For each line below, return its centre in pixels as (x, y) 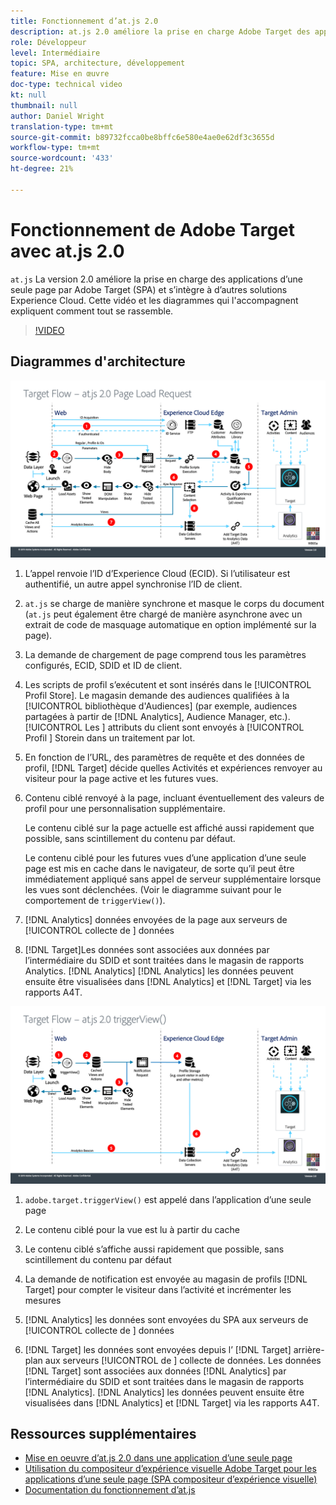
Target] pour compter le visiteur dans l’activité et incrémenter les (158, 1289)
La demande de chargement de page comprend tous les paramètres (165, 654)
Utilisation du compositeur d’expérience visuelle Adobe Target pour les (170, 1469)
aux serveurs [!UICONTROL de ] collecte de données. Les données (183, 1360)
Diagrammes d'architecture (98, 361)
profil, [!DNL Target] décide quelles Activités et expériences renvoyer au (173, 768)
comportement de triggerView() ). (95, 900)
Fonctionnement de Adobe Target (153, 229)
